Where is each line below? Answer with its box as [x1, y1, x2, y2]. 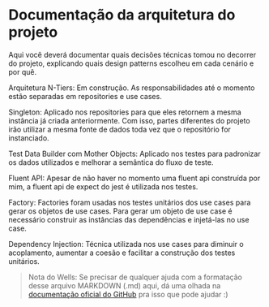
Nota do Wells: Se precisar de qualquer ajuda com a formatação [28, 272, 243, 282]
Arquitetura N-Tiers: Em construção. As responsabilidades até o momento [8, 83, 255, 93]
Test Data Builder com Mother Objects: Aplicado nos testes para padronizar [8, 149, 261, 158]
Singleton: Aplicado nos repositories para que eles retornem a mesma [8, 107, 241, 117]
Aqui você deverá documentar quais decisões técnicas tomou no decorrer [8, 50, 257, 59]
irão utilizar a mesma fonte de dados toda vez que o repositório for [8, 124, 231, 134]
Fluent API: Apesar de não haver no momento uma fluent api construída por [8, 173, 261, 183]
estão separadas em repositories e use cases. [8, 91, 162, 101]
